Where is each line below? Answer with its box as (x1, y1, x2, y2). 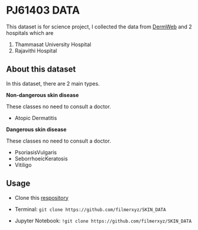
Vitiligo (14, 161, 32, 169)
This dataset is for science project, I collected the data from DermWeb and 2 (6, 23, 192, 30)
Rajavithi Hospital (14, 47, 57, 54)
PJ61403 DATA (6, 4, 80, 17)
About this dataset (6, 64, 76, 74)
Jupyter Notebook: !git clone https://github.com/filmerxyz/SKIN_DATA (14, 217, 192, 224)
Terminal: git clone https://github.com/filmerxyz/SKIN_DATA (14, 205, 167, 213)
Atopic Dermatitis (14, 114, 57, 121)
